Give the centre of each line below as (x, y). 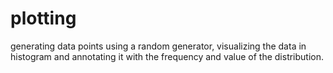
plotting (43, 18)
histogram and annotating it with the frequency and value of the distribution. (167, 56)
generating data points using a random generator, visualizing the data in (158, 46)
